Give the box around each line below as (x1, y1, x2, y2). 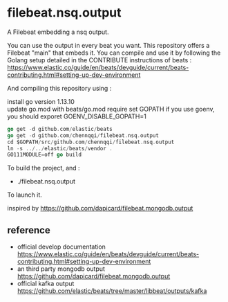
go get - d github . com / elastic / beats (7, 125, 113, 132)
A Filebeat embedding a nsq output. (7, 28, 109, 36)
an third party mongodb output (17, 265, 106, 273)
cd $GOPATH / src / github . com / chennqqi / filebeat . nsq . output (7, 139, 175, 145)
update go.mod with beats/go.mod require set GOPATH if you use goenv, (7, 105, 215, 113)
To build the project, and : (7, 164, 81, 172)
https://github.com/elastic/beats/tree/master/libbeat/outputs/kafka (17, 287, 207, 295)
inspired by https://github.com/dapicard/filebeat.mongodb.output (7, 204, 193, 213)
